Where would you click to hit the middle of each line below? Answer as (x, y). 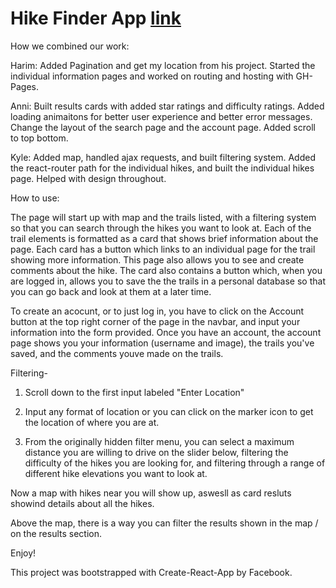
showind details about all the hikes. (82, 503)
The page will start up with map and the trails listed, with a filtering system (163, 217)
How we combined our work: (70, 46)
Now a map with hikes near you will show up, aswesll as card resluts (151, 493)
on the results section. (56, 533)
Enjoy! (23, 553)
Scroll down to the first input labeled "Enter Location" (134, 392)
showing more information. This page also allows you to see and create (157, 259)
